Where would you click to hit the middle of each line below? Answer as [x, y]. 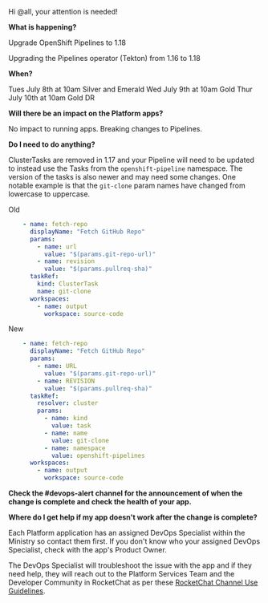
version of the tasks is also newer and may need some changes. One [122, 177]
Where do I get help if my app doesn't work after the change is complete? [133, 517]
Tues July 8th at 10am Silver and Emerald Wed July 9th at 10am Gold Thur [130, 89]
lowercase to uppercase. [49, 194]
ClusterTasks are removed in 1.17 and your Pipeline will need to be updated [132, 160]
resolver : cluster [68, 403]
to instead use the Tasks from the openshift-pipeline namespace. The [126, 168]
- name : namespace [75, 448]
